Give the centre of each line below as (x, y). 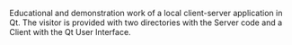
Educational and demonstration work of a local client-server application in (146, 13)
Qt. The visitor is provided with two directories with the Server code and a (146, 22)
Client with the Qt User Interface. (71, 32)
